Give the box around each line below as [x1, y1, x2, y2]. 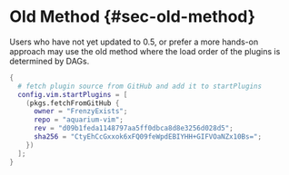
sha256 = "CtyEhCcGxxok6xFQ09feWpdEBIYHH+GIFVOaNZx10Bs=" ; [33, 132, 262, 141]
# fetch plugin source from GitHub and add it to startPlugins [17, 82, 262, 91]
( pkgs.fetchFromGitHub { [25, 98, 120, 108]
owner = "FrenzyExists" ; [33, 107, 128, 116]
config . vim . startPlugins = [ [17, 90, 128, 99]
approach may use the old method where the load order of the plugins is [9, 45, 281, 56]
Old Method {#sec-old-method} [9, 6, 256, 27]
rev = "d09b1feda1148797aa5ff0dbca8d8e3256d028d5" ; [33, 124, 234, 133]
